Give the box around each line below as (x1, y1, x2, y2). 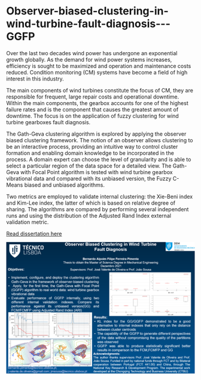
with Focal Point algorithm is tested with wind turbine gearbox (20, 168, 173, 175)
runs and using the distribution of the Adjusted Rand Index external (6, 212, 172, 219)
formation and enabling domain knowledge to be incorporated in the (6, 149, 175, 157)
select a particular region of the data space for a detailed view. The (6, 162, 172, 169)
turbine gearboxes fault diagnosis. (6, 118, 91, 125)
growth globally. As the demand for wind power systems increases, (6, 56, 172, 63)
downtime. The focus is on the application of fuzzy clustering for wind (6, 112, 179, 119)
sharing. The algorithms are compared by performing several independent (6, 205, 189, 213)
